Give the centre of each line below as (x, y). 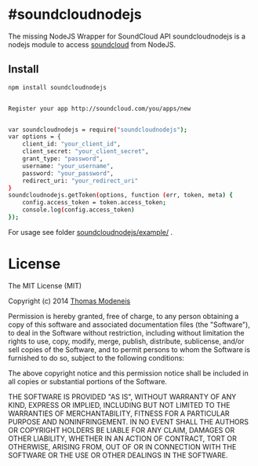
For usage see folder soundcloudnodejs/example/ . (91, 232)
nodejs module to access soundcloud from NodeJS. (92, 44)
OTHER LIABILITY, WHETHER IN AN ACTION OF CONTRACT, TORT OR (122, 438)
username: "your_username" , (68, 166)
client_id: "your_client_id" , (72, 144)
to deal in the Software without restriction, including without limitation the (126, 332)
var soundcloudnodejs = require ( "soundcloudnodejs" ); (98, 130)
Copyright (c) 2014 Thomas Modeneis (69, 301)
